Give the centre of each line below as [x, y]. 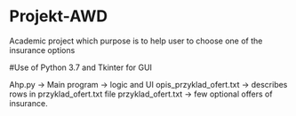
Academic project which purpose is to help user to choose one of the [136, 41]
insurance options [42, 50]
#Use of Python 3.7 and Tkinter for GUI [81, 67]
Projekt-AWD [59, 16]
